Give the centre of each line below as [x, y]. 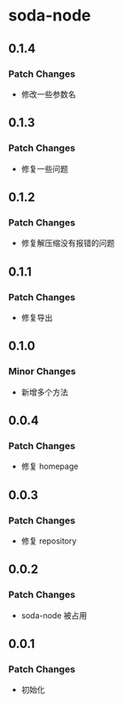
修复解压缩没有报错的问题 [68, 243]
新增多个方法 [44, 392]
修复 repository [49, 541]
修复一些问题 [44, 168]
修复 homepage [50, 466]
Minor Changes [42, 372]
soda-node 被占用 [54, 615]
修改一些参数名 [48, 94]
